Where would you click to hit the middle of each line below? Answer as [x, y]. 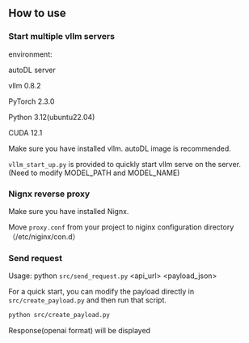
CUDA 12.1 [25, 132]
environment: [30, 54]
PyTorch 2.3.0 [32, 101]
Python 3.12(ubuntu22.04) [52, 117]
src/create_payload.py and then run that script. [88, 300]
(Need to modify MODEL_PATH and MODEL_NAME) [94, 173]
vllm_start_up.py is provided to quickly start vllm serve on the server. [124, 164]
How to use [37, 13]
